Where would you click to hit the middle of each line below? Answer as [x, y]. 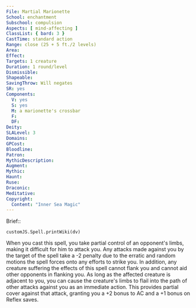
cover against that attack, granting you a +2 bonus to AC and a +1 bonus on [98, 293]
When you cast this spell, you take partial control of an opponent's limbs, [95, 243]
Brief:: [14, 221]
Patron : [16, 155]
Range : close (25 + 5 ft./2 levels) [51, 45]
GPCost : [16, 144]
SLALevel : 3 [21, 133]
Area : [13, 50]
